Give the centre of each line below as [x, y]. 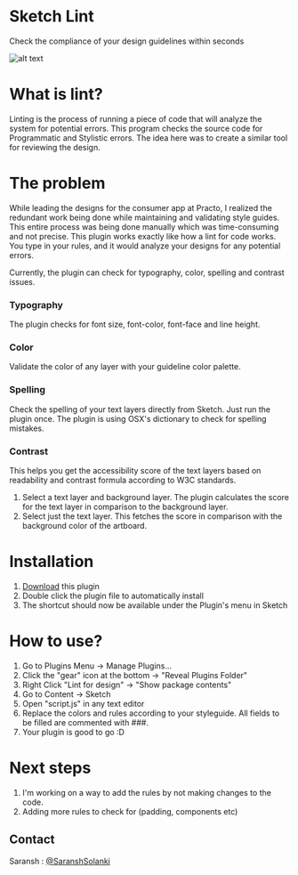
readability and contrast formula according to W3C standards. [123, 480]
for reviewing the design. [55, 147]
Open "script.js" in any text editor [83, 703]
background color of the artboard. [85, 526]
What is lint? [56, 94]
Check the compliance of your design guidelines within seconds [127, 41]
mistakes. [27, 428]
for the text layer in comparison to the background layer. [125, 506]
